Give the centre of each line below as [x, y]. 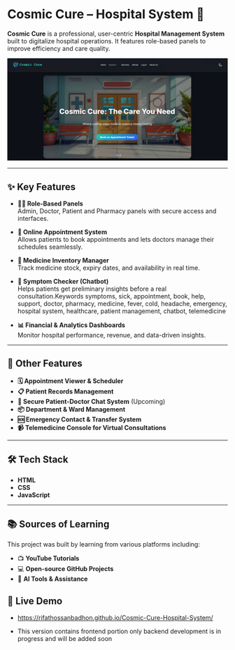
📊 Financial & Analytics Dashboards [71, 325]
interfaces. [33, 219]
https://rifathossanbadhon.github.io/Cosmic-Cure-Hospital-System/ [115, 618]
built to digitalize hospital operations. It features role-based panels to [107, 41]
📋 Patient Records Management [65, 391]
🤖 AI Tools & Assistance [52, 579]
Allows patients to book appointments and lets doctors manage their [116, 240]
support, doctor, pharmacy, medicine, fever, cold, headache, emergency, [122, 304]
